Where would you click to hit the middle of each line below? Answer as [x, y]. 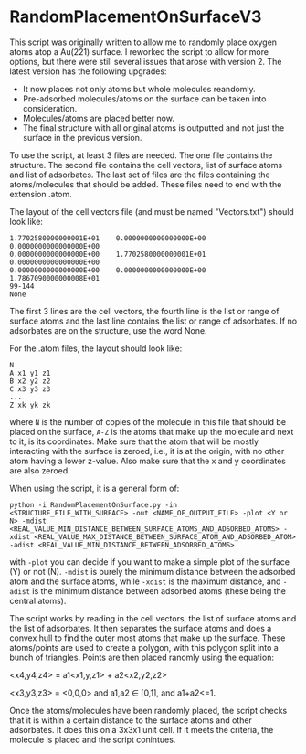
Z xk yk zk [30, 405]
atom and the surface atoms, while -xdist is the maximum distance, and [145, 581]
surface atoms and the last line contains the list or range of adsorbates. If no [153, 321]
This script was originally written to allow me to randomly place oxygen [143, 42]
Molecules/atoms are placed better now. [99, 118]
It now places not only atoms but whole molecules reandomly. [139, 89]
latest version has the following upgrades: [88, 71]
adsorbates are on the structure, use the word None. [108, 330]
